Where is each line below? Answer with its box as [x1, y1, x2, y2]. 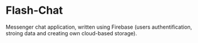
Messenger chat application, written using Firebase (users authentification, [5, 23, 193, 30]
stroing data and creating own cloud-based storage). [5, 29, 137, 36]
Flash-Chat [5, 4, 63, 17]
